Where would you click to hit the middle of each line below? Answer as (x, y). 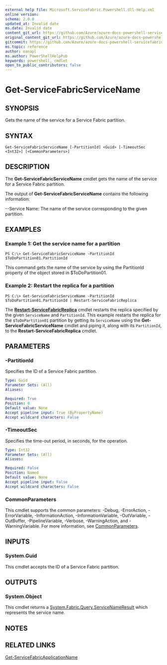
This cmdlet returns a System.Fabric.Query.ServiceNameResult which (77, 607)
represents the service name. (35, 613)
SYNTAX (19, 136)
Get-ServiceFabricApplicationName (42, 657)
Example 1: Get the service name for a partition (63, 244)
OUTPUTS (21, 582)
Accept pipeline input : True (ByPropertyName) (54, 413)
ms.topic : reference (27, 47)
